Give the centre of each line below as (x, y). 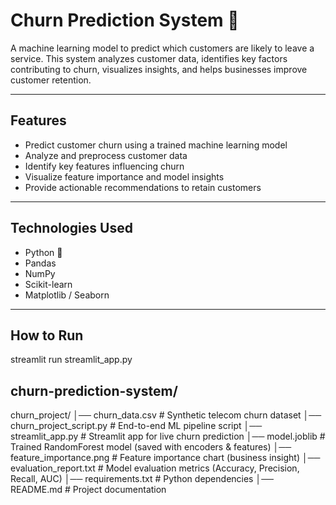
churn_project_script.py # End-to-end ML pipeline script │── (136, 426)
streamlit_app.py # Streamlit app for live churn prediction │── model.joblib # (168, 436)
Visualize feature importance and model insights (124, 176)
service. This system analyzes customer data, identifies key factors (149, 58)
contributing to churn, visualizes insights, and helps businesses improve (159, 69)
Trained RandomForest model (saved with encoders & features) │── (151, 447)
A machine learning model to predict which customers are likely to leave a (162, 48)
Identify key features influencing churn (104, 166)
